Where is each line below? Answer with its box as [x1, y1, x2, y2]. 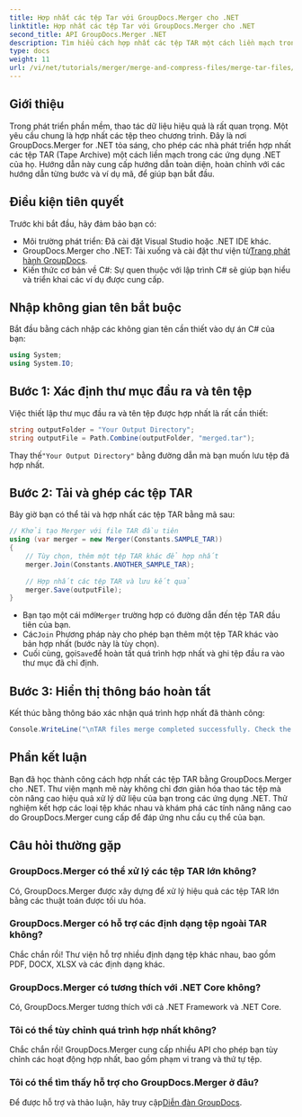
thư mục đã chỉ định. [22, 657, 99, 668]
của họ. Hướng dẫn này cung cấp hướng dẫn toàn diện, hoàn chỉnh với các [9, 158, 286, 169]
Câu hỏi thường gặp [9, 838, 121, 853]
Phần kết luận [9, 750, 87, 765]
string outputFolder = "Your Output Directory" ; [9, 424, 195, 434]
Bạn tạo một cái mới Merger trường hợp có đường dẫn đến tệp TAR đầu [22, 610, 280, 621]
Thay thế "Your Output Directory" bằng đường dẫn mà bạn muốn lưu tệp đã [9, 450, 290, 460]
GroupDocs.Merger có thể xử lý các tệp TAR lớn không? [9, 865, 257, 878]
